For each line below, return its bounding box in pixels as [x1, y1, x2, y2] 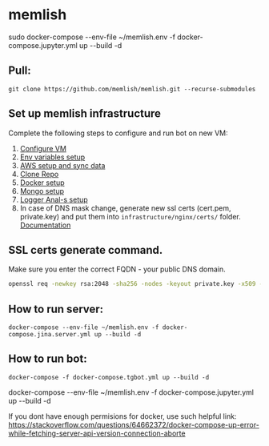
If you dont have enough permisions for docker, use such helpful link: [8, 411, 237, 421]
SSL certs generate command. [8, 243, 163, 257]
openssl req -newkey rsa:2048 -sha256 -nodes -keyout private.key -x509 [8, 280, 256, 288]
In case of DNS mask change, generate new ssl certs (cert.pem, [19, 203, 231, 213]
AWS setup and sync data [19, 160, 106, 170]
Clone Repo [19, 169, 59, 179]
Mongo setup [19, 186, 65, 195]
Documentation [19, 220, 71, 230]
